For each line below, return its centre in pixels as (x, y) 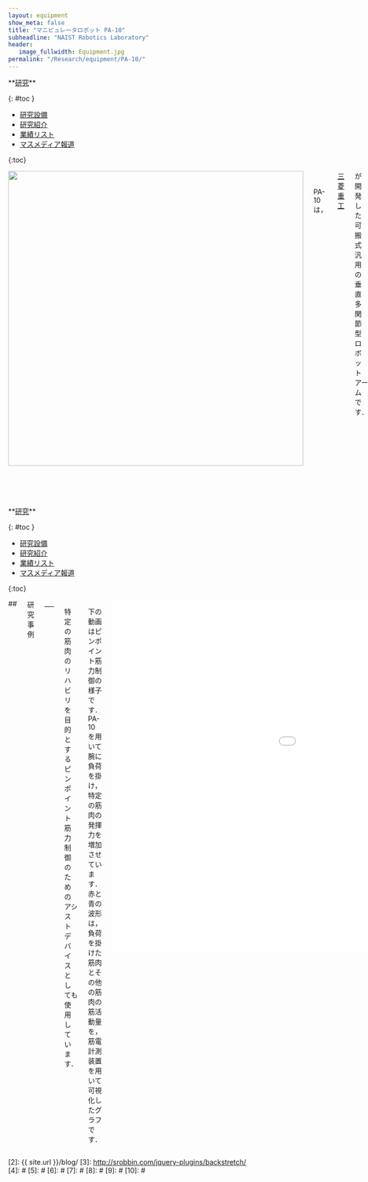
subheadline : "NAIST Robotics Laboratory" (79, 37)
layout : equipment (38, 15)
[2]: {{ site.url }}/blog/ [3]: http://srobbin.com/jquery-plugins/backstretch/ (127, 1162)
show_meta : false (37, 23)
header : (21, 45)
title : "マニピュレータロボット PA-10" (67, 30)
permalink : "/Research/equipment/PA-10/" (77, 60)
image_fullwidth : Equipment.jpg (72, 52)
